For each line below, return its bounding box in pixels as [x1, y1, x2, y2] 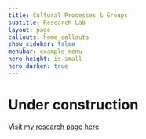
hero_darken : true [8, 62, 68, 70]
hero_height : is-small [8, 55, 82, 63]
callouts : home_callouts [8, 33, 89, 41]
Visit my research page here [8, 122, 100, 131]
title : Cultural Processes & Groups [8, 11, 128, 20]
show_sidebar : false [8, 41, 76, 48]
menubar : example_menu [8, 48, 82, 55]
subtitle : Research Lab [8, 19, 86, 27]
